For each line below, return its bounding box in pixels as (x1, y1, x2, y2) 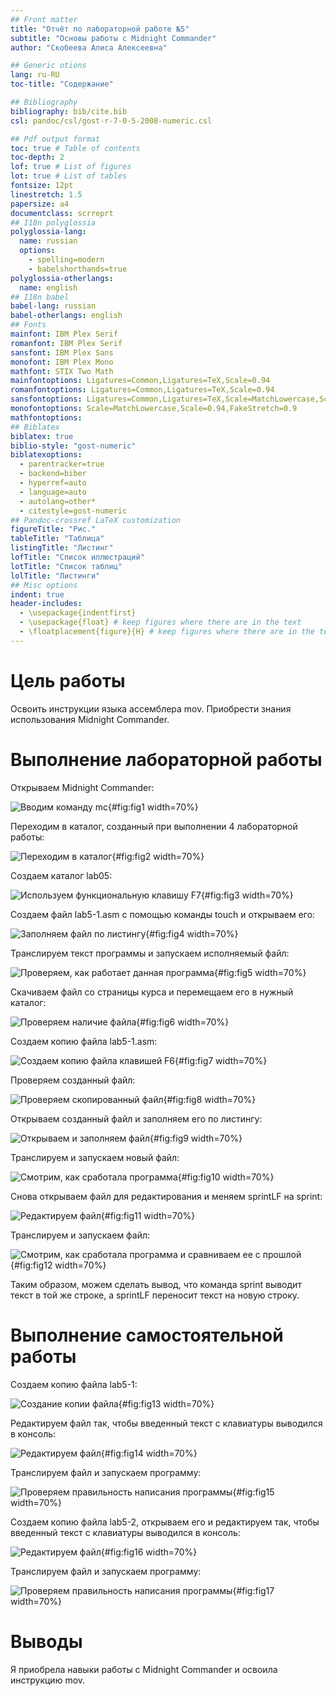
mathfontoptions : (10, 412, 83, 423)
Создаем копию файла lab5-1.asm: (10, 1035, 158, 1047)
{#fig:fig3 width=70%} (200, 889, 294, 901)
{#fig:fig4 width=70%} (145, 927, 239, 940)
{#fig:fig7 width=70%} (174, 1054, 268, 1066)
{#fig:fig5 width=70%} (213, 966, 307, 978)
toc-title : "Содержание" (10, 79, 114, 90)
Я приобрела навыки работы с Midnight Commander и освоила (10, 1663, 278, 1675)
